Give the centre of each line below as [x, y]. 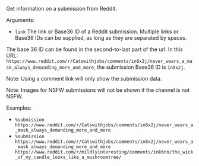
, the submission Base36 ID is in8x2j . [140, 67]
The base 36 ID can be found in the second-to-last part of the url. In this [94, 49]
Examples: [19, 108]
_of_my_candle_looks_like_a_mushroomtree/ [68, 157]
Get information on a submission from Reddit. [62, 9]
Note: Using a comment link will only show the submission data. [84, 79]
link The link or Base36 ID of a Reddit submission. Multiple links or [97, 31]
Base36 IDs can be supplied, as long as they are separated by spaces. [101, 38]
